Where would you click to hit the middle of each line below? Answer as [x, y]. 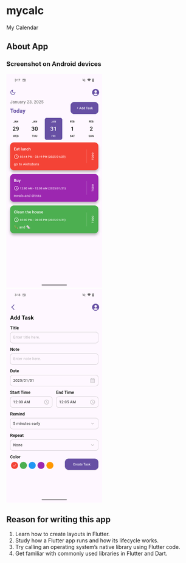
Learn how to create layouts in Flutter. [63, 534]
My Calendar [22, 27]
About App [27, 47]
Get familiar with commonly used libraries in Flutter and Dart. [91, 554]
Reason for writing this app [59, 519]
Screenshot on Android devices [54, 64]
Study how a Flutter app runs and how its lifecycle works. [87, 540]
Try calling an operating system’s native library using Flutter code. [98, 547]
